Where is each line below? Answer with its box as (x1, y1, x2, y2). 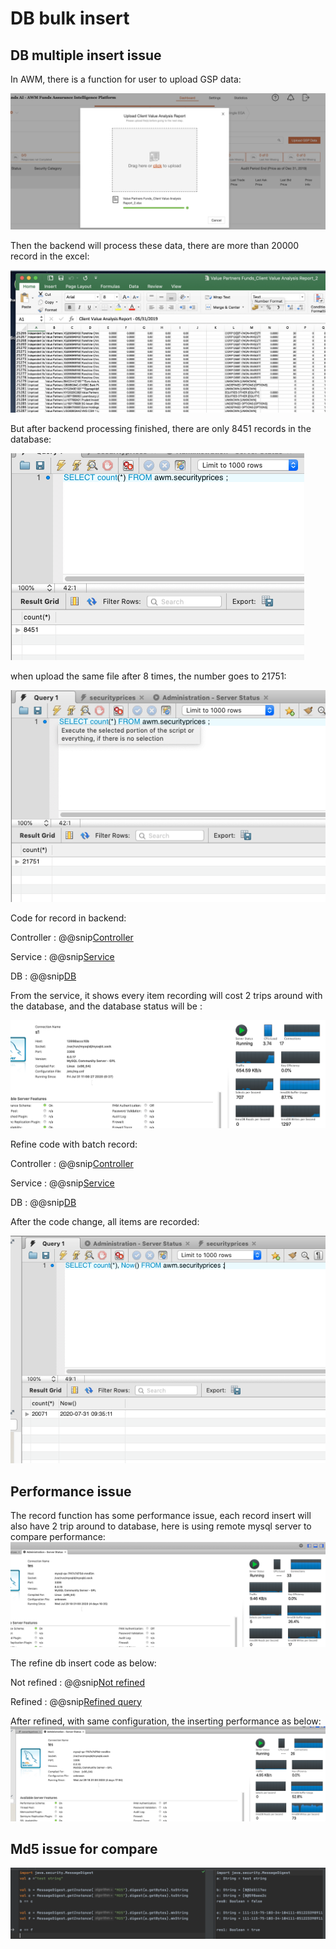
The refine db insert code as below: (10, 1657, 157, 1669)
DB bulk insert (10, 7, 130, 30)
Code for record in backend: (10, 912, 127, 924)
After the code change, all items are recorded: (10, 1215, 200, 1227)
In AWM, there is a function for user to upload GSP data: (10, 73, 242, 85)
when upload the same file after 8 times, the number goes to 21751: (10, 670, 287, 682)
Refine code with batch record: (10, 1138, 138, 1150)
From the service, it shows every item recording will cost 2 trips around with (10, 989, 323, 1001)
